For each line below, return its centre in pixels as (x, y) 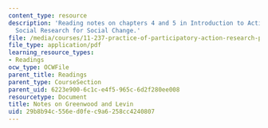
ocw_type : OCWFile (39, 68)
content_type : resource (48, 16)
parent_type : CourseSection (55, 82)
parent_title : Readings (48, 75)
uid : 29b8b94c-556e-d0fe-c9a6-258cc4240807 (82, 112)
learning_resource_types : (51, 52)
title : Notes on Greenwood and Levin (71, 104)
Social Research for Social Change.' (78, 30)
